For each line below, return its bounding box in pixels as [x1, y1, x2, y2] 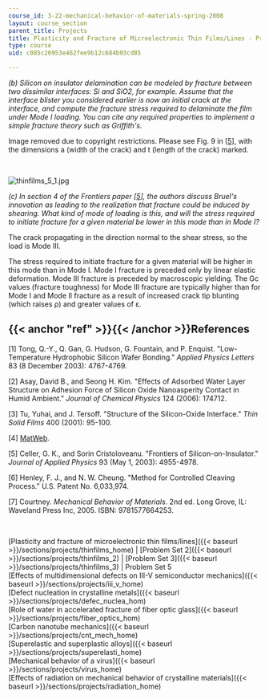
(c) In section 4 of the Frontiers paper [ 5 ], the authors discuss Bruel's [8, 192, 238, 201]
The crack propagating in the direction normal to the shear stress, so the [8, 233, 248, 242]
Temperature [8, 352, 51, 362]
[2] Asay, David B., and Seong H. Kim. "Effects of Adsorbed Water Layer [8, 376, 246, 386]
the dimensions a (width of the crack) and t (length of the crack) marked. [8, 145, 249, 154]
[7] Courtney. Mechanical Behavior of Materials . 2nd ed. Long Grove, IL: [8, 497, 247, 506]
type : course [8, 42, 52, 50]
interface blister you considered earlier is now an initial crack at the [8, 96, 232, 104]
